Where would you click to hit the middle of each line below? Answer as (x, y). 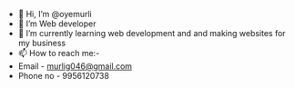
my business (42, 43)
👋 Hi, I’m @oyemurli (55, 14)
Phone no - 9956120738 (63, 76)
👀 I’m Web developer (57, 24)
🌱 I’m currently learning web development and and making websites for (152, 33)
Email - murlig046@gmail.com (75, 66)
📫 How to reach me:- (59, 53)
